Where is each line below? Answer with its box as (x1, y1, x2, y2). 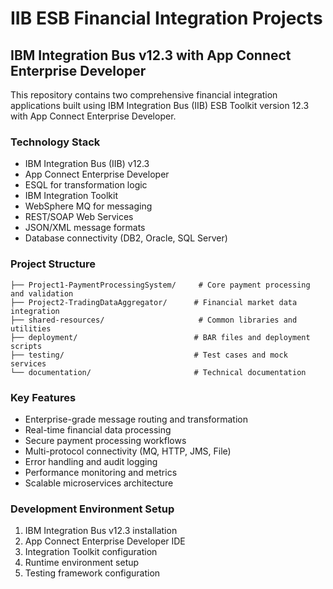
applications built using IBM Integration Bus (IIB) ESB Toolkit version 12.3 (10, 100, 310, 111)
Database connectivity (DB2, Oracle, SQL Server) (24, 232, 228, 244)
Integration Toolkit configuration (24, 546, 158, 558)
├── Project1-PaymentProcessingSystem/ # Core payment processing (10, 280, 311, 290)
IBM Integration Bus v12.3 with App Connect (10, 47, 292, 64)
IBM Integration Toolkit (24, 190, 119, 202)
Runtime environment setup (24, 557, 140, 569)
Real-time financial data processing (24, 423, 172, 436)
